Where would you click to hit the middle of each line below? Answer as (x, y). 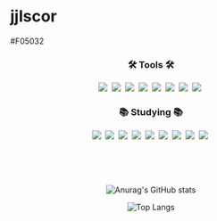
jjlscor (33, 16)
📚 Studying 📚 (151, 112)
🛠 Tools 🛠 (151, 64)
